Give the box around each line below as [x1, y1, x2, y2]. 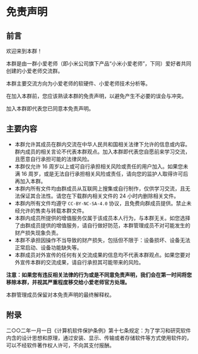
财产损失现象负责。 [14, 229, 62, 236]
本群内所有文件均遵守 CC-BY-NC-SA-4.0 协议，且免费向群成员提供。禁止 [14, 199, 187, 206]
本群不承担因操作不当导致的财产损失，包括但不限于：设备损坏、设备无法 [14, 237, 190, 244]
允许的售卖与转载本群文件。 [19, 207, 87, 214]
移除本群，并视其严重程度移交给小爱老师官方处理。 [6, 278, 130, 286]
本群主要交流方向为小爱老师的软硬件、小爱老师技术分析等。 [6, 80, 151, 87]
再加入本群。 [14, 178, 46, 185]
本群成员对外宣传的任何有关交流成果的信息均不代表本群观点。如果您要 [14, 251, 186, 258]
